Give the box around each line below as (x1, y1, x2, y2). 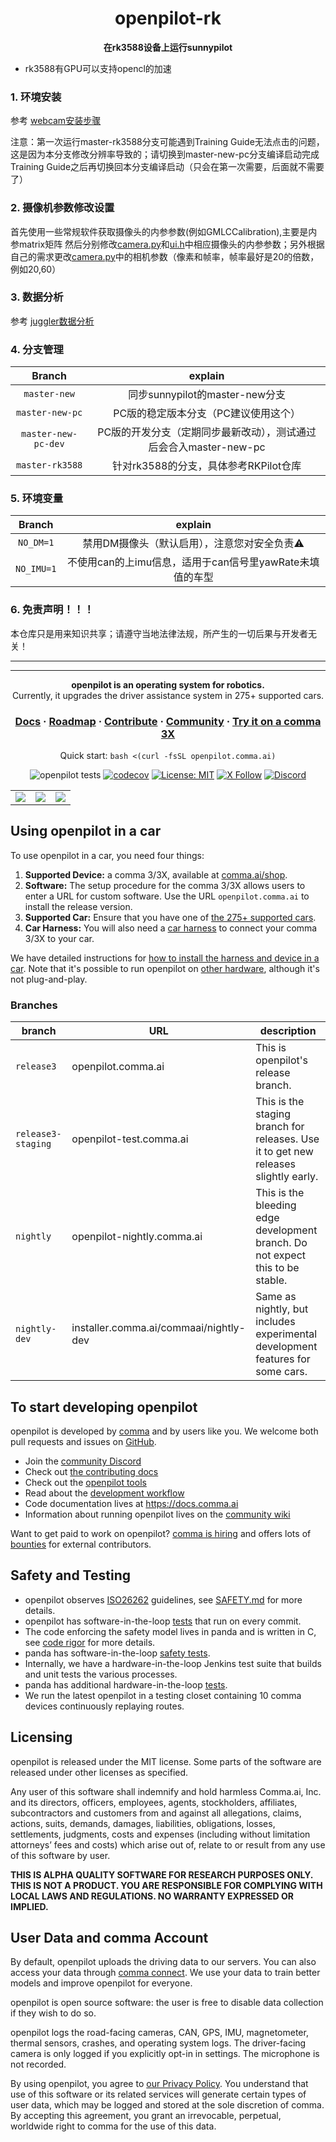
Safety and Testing (10, 1567, 131, 1584)
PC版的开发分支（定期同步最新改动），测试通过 (97, 425, 317, 439)
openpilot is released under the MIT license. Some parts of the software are (10, 1755, 322, 1767)
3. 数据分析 (10, 290, 64, 304)
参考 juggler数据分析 (10, 315, 95, 327)
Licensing (10, 1729, 73, 1746)
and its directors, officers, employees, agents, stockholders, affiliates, (10, 1796, 298, 1808)
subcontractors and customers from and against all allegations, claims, (10, 1807, 302, 1819)
